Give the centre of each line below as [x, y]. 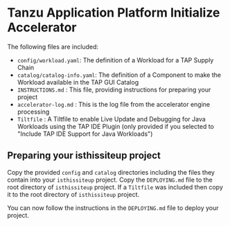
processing [33, 112]
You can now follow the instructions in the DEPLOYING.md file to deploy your [113, 208]
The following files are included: [53, 46]
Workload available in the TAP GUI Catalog [78, 82]
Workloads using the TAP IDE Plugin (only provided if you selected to [116, 126]
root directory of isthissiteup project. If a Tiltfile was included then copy [115, 187]
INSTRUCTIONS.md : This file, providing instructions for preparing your [114, 89]
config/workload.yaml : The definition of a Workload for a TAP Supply [115, 60]
